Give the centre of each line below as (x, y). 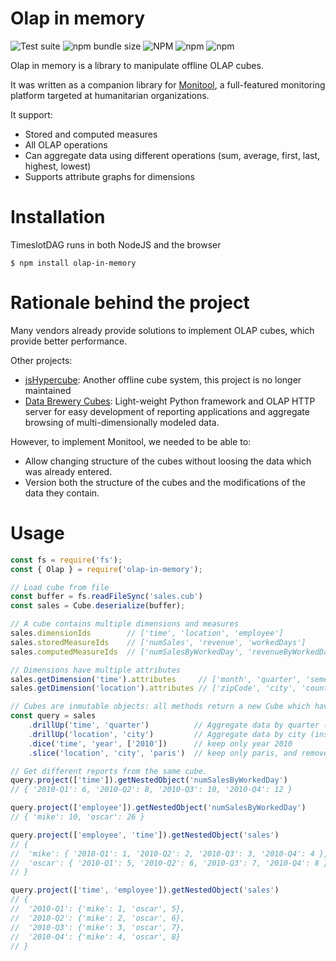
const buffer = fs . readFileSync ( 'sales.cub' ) (106, 597)
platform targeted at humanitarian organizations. (110, 95)
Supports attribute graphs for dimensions (109, 176)
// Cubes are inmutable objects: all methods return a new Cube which (160, 707)
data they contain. (62, 493)
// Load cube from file (60, 587)
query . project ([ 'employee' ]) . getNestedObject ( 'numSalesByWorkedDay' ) (158, 808)
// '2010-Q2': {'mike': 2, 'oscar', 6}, (98, 918)
